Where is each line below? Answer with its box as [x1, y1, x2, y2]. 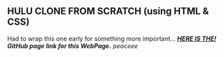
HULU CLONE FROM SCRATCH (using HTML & [7, 5, 209, 17]
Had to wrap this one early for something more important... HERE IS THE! [7, 34, 217, 43]
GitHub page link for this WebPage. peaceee [7, 41, 138, 50]
